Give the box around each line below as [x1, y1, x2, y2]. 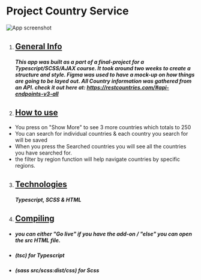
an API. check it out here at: [14, 84, 86, 91]
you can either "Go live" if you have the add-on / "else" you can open [14, 230, 193, 237]
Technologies [14, 179, 67, 190]
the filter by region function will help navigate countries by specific [14, 155, 181, 163]
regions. [14, 162, 36, 169]
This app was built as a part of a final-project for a [14, 58, 145, 65]
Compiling [14, 213, 55, 224]
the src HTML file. [14, 236, 61, 244]
